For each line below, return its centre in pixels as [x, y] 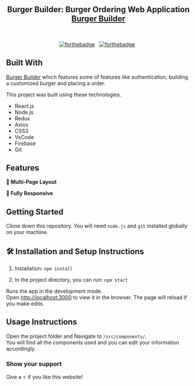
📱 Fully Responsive [30, 194]
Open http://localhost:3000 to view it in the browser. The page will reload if [97, 297]
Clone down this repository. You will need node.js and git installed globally [97, 226]
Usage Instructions [42, 322]
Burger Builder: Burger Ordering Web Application [98, 10]
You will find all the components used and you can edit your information [93, 342]
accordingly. [21, 348]
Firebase [25, 143]
